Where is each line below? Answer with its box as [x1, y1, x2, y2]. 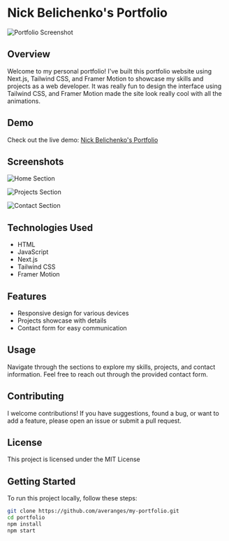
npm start [7, 527, 36, 534]
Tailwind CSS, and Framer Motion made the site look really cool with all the [7, 89, 222, 97]
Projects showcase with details [17, 316, 107, 325]
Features [7, 290, 47, 302]
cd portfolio [7, 514, 45, 521]
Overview [7, 48, 51, 60]
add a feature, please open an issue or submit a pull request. [7, 416, 182, 425]
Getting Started [7, 475, 76, 487]
